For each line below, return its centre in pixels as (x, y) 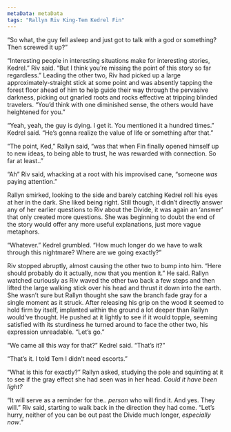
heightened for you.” (36, 112)
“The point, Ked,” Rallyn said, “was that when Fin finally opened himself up (113, 146)
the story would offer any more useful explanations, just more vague (104, 224)
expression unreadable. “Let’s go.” (56, 332)
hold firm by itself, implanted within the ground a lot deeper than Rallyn (108, 310)
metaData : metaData (35, 13)
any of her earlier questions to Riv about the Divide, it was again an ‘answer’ (115, 209)
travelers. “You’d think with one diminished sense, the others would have (110, 104)
